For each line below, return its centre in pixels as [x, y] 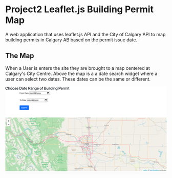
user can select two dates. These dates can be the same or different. [78, 79]
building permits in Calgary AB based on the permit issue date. [71, 40]
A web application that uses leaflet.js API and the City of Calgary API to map [85, 34]
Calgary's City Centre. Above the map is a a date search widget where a [81, 73]
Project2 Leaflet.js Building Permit [79, 9]
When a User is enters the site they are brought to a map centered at [78, 68]
